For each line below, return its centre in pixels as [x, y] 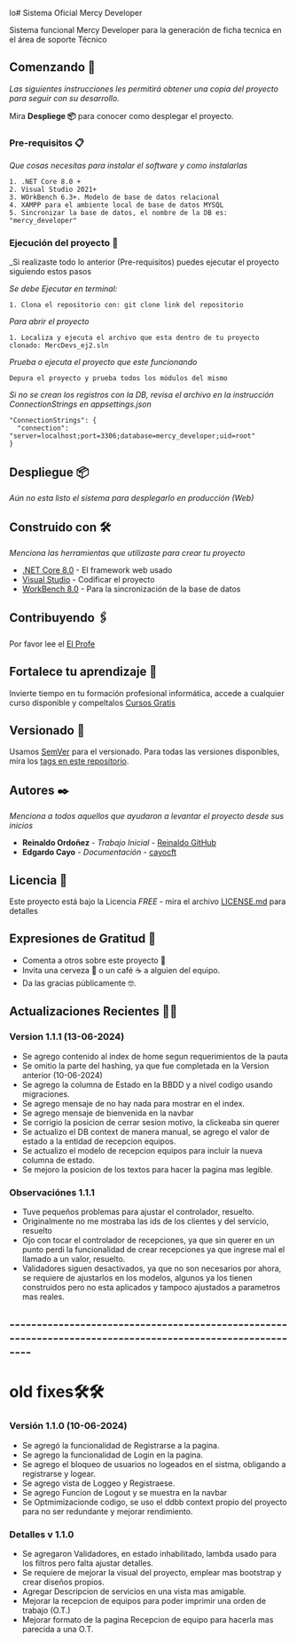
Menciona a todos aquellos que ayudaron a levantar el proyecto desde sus [147, 816]
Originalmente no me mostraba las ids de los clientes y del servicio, [145, 1221]
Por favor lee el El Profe [52, 644]
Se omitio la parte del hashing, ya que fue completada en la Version [145, 1066]
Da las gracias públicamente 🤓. [79, 983]
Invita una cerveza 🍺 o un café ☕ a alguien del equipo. [121, 970]
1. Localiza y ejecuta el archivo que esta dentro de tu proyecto [134, 338]
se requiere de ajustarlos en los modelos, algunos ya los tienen [137, 1277]
